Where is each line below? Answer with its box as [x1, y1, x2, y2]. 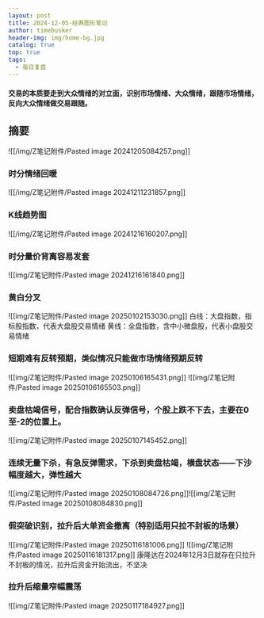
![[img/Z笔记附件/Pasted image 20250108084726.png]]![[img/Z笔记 [8, 489, 229, 498]
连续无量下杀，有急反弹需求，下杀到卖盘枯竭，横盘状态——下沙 [8, 457, 252, 468]
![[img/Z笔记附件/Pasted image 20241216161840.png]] [8, 270, 185, 280]
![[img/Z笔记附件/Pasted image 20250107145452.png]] [8, 435, 188, 444]
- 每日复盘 [15, 63, 47, 71]
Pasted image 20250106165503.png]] [17, 382, 141, 392]
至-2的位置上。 [8, 416, 66, 427]
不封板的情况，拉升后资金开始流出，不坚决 [8, 559, 147, 569]
